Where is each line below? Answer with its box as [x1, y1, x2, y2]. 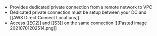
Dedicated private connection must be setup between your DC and [9, 9, 147, 15]
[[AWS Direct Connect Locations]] [9, 15, 80, 20]
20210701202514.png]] [9, 25, 57, 31]
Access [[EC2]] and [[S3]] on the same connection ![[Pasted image [9, 20, 147, 26]
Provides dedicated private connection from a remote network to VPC [9, 4, 153, 10]
